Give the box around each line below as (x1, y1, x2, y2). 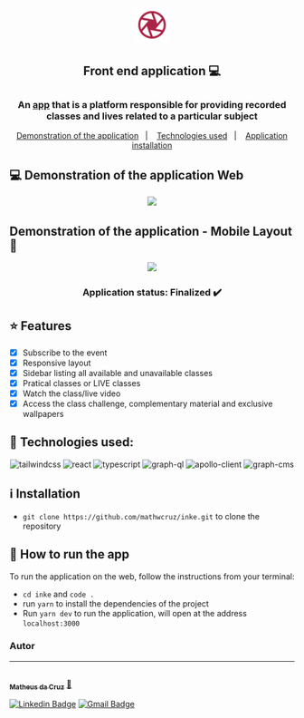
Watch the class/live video (22, 388, 121, 399)
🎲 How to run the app (9, 547, 129, 562)
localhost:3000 (22, 619, 81, 628)
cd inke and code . (22, 588, 95, 599)
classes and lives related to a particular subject (46, 110, 258, 122)
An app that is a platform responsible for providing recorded (17, 98, 287, 111)
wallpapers (22, 409, 64, 420)
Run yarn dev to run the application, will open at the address (22, 607, 247, 618)
